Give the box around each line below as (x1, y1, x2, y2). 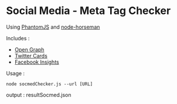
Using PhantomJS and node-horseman (6, 23, 100, 30)
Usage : (6, 70, 25, 77)
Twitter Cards (14, 52, 48, 59)
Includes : (6, 34, 30, 41)
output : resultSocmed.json (6, 91, 72, 98)
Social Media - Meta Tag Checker (6, 4, 171, 18)
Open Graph (14, 46, 45, 53)
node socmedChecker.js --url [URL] (6, 81, 93, 87)
